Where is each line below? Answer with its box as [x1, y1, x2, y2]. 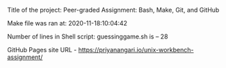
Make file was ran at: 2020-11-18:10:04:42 [7, 19, 127, 27]
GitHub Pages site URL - [7, 46, 77, 54]
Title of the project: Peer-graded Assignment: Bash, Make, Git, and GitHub [7, 6, 220, 14]
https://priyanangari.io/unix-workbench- [78, 46, 194, 54]
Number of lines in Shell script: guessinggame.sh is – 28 [7, 32, 168, 41]
